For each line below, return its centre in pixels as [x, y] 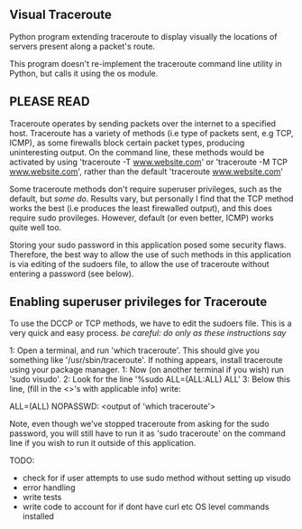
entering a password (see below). [72, 274]
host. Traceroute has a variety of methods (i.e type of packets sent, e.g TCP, [151, 133]
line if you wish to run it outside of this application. [103, 443]
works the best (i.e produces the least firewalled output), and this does [141, 208]
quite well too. [36, 227]
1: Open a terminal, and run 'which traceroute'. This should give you [134, 350]
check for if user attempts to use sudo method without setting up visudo [156, 478]
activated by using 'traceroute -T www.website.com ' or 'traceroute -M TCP [149, 162]
